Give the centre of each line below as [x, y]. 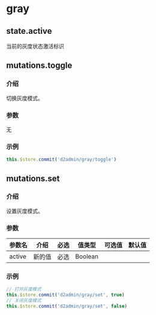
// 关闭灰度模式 [24, 301]
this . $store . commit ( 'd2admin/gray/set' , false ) [67, 307]
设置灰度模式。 [25, 211]
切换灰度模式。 [25, 98]
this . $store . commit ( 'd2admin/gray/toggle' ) [61, 160]
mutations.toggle [39, 65]
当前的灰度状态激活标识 [35, 46]
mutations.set [33, 178]
